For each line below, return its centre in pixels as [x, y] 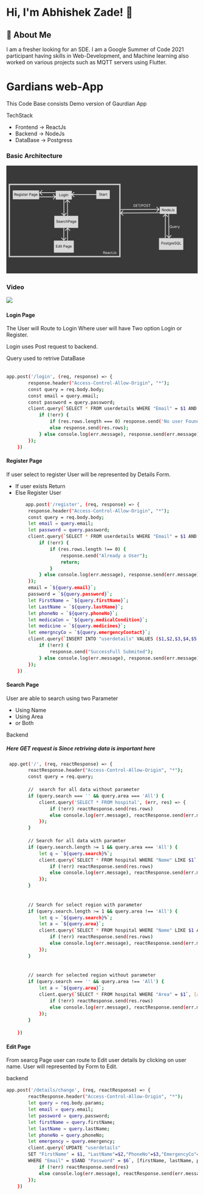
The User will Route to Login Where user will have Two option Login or [94, 329]
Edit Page [19, 1046]
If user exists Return [40, 486]
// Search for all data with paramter [77, 841]
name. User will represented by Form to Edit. [62, 1067]
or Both [24, 723]
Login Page [21, 315]
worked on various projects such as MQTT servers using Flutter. [87, 62]
